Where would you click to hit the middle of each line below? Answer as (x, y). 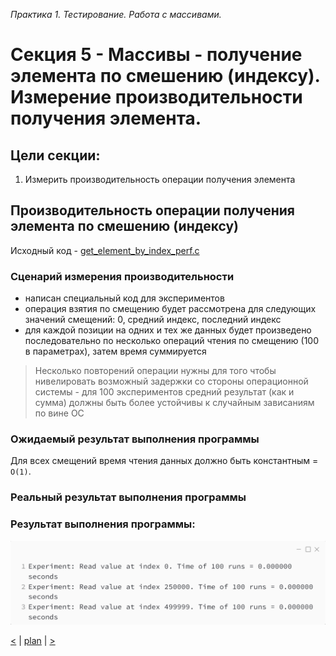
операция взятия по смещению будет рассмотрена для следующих (170, 309)
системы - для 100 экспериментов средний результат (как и (164, 392)
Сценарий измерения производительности (122, 276)
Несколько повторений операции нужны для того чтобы (155, 371)
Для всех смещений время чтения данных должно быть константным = (164, 461)
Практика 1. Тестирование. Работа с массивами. (116, 14)
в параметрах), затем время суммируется (115, 351)
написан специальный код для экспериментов (124, 298)
